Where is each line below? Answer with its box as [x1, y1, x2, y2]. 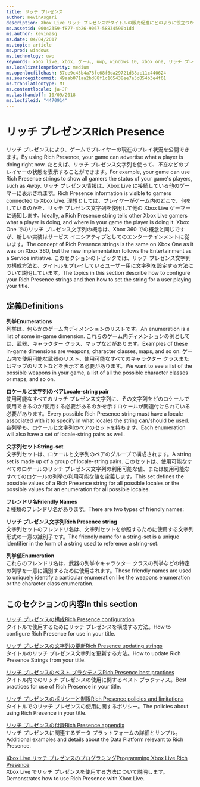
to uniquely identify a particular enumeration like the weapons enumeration [6, 574, 190, 581]
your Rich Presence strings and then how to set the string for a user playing [6, 275, 192, 283]
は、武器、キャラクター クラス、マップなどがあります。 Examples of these [6, 340, 188, 348]
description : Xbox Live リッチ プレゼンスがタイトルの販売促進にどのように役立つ [6, 20, 190, 26]
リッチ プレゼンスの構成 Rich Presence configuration [6, 616, 135, 623]
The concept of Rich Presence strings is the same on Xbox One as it [26, 240, 193, 247]
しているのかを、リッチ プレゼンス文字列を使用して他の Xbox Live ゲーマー [6, 204, 191, 212]
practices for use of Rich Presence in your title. [6, 683, 121, 690]
